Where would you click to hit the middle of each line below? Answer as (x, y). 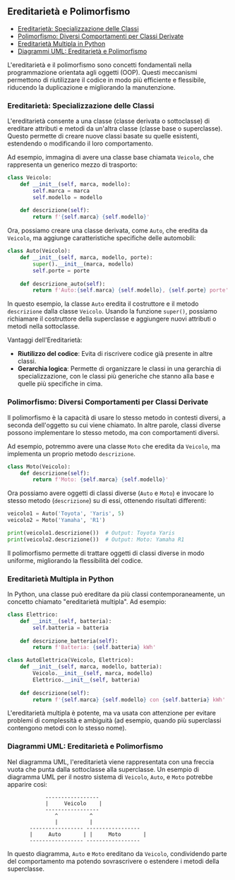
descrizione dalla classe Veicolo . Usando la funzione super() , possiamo (112, 311)
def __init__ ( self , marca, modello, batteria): (91, 667)
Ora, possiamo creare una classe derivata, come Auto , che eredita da (108, 231)
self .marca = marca (61, 191)
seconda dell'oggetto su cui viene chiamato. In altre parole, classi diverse (114, 425)
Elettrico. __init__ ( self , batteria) (86, 680)
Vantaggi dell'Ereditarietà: (45, 340)
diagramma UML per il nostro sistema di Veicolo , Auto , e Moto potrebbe (110, 777)
